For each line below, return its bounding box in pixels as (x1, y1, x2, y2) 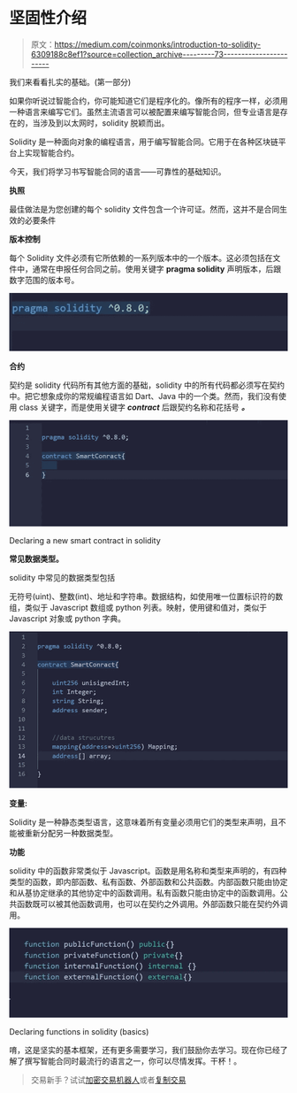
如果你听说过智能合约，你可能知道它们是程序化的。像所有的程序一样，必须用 (9, 95, 288, 106)
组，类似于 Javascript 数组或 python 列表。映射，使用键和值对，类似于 (9, 602, 268, 612)
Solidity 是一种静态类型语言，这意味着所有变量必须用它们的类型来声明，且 (9, 816, 278, 827)
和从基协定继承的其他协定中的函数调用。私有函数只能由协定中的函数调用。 (9, 887, 280, 898)
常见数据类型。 (9, 553, 64, 564)
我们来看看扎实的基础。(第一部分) (9, 76, 132, 87)
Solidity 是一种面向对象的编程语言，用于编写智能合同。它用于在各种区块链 (9, 136, 278, 147)
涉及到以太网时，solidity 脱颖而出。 (39, 117, 170, 128)
